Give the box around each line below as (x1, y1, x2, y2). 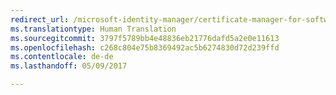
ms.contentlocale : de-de (10, 52, 114, 62)
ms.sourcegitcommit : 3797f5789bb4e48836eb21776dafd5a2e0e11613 (10, 33, 280, 43)
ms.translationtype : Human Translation (10, 24, 177, 34)
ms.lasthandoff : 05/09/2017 (10, 61, 128, 71)
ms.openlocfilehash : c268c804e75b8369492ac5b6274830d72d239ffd (10, 42, 280, 53)
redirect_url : (10, 14, 70, 25)
